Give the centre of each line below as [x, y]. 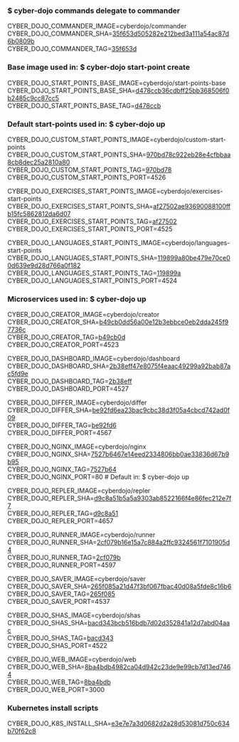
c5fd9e [18, 374]
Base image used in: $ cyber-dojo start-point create [99, 68]
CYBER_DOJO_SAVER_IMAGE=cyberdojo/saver [77, 579]
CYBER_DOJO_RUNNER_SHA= [52, 543]
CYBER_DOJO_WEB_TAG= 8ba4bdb [59, 682]
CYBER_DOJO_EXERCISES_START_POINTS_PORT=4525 [90, 229]
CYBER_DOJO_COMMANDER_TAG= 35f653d [72, 49]
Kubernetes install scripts [53, 709]
